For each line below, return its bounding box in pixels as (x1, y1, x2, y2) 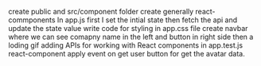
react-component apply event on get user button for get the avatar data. (8, 49, 245, 58)
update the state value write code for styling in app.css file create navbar (8, 24, 248, 33)
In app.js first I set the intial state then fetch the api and (56, 15, 238, 25)
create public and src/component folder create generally (8, 7, 194, 16)
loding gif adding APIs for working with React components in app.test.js (8, 41, 243, 50)
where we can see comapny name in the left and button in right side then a (8, 32, 254, 41)
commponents (8, 15, 56, 25)
